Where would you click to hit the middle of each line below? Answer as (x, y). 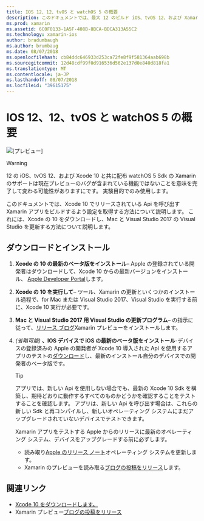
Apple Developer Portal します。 (66, 278)
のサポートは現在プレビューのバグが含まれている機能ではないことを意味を (99, 183)
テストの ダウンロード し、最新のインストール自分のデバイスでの (111, 356)
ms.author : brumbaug (32, 46)
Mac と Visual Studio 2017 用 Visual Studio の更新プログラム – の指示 (101, 320)
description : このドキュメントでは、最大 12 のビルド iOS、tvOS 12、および (94, 18)
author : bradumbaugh (32, 40)
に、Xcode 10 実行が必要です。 (54, 307)
